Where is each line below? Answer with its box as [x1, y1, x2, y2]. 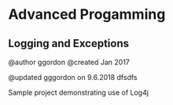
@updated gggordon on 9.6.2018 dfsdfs [8, 73, 138, 81]
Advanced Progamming [8, 5, 166, 24]
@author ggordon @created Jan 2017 [8, 57, 130, 67]
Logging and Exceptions [8, 37, 130, 50]
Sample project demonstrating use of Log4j [8, 88, 149, 97]
